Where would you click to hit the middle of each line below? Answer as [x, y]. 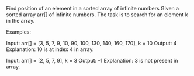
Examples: [18, 32]
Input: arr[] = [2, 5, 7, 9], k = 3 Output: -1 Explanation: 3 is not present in [92, 61]
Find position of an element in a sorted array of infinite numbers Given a [93, 8]
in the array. [20, 21]
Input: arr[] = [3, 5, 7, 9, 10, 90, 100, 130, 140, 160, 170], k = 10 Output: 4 [91, 43]
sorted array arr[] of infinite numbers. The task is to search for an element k [97, 15]
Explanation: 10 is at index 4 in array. [50, 49]
